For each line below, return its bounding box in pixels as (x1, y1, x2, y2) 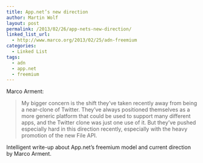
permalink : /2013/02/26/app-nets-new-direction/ (6, 26, 132, 32)
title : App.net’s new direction (6, 9, 88, 15)
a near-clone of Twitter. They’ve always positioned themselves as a (21, 106, 190, 113)
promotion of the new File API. (21, 132, 97, 139)
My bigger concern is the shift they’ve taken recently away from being (21, 100, 198, 107)
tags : (6, 54, 20, 60)
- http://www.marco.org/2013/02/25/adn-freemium (12, 37, 137, 43)
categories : (6, 43, 36, 49)
